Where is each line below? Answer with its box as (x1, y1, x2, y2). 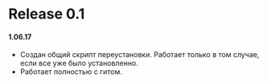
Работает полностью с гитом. (19, 67, 122, 77)
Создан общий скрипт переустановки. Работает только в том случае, (19, 50, 260, 60)
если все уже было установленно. (19, 58, 138, 68)
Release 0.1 (8, 5, 85, 23)
